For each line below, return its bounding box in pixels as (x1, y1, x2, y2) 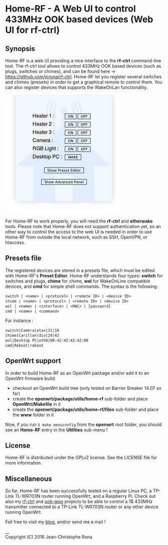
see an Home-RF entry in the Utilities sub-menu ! (5, 426, 108, 432)
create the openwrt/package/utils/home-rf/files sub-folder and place (12, 406, 159, 412)
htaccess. (5, 240, 26, 245)
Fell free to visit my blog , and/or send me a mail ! (5, 519, 106, 525)
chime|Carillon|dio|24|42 (5, 333, 59, 338)
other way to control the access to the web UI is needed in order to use (5, 229, 152, 235)
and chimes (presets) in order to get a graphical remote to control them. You (5, 79, 163, 85)
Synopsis (5, 44, 35, 53)
